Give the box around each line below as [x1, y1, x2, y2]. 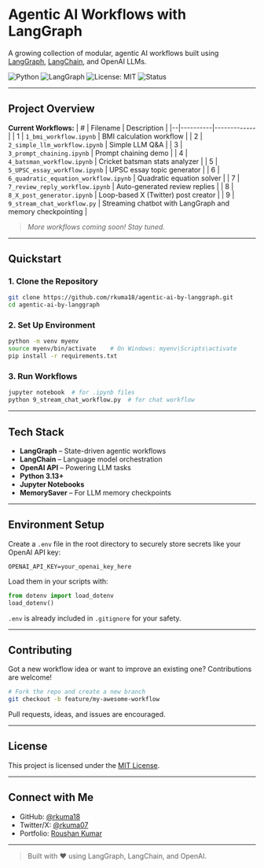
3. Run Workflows [8, 371, 78, 382]
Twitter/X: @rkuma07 [19, 820, 89, 829]
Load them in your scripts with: [8, 577, 108, 586]
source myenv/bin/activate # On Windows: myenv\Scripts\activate [8, 345, 237, 353]
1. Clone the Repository [8, 276, 98, 287]
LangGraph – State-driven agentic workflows [19, 446, 167, 455]
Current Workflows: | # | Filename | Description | [8, 123, 168, 132]
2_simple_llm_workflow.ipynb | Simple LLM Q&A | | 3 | [8, 139, 183, 149]
